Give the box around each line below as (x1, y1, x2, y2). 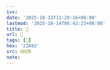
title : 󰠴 (6, 26, 29, 32)
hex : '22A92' (6, 43, 40, 49)
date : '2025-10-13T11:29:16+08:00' (6, 15, 98, 21)
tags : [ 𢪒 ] (6, 37, 32, 43)
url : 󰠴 (6, 32, 23, 38)
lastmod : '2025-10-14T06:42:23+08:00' (6, 20, 106, 26)
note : (6, 54, 20, 60)
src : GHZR (6, 49, 32, 55)
